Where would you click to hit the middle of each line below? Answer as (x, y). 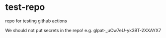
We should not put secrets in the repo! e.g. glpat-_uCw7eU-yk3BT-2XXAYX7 (83, 30)
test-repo (25, 7)
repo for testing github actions (36, 21)
